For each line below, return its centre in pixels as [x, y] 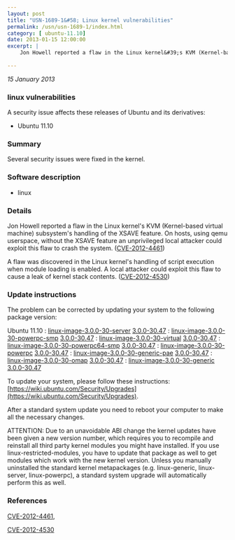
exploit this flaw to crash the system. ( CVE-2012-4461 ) [86, 248]
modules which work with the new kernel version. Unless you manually [109, 460]
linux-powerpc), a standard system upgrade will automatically [118, 475]
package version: [32, 317]
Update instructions [42, 294]
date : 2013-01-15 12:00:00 [47, 40]
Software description [44, 177]
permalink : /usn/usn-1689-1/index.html [65, 27]
